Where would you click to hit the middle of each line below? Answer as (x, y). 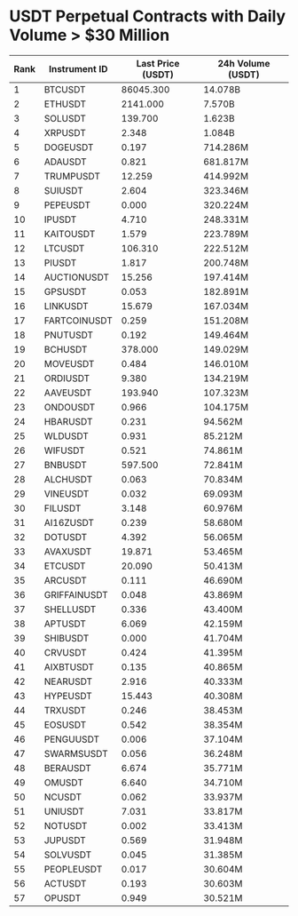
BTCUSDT (65, 89)
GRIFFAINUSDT (76, 594)
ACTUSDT (65, 883)
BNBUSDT (65, 465)
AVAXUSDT (68, 551)
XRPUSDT (65, 132)
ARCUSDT (65, 580)
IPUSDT (60, 219)
